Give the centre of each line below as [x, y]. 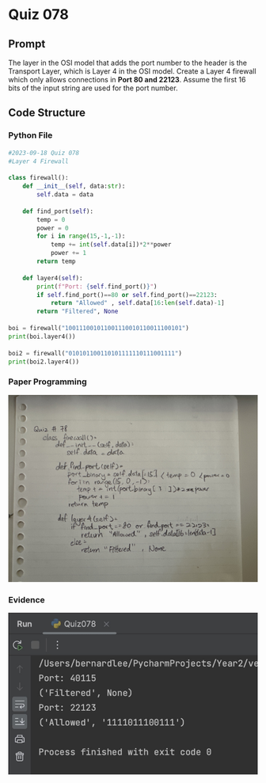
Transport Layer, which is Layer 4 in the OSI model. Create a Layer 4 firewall [132, 71]
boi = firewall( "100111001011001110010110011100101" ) [99, 329]
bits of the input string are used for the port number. [93, 88]
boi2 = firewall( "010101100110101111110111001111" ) [95, 353]
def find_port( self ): [58, 211]
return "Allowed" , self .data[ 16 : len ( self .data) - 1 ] [137, 303]
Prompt [27, 44]
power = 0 [53, 228]
